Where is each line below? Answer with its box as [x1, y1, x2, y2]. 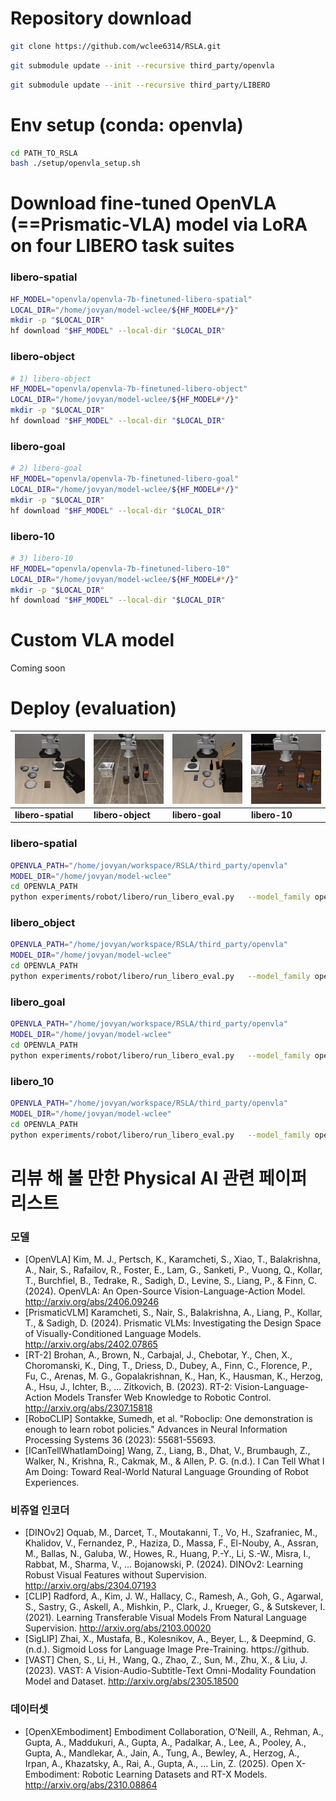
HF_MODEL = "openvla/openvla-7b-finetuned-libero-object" [10, 384, 248, 394]
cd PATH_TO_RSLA [10, 148, 78, 158]
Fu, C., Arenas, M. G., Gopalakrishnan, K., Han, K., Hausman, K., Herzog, [24, 1370, 324, 1382]
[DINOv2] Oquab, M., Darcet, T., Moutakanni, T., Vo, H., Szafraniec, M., [24, 1527, 318, 1539]
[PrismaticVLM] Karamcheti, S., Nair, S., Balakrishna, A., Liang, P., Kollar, [24, 1307, 323, 1319]
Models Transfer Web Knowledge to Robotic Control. [54, 1392, 272, 1404]
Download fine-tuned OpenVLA [10, 192, 277, 215]
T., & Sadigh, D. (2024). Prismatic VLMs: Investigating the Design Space [24, 1317, 322, 1329]
